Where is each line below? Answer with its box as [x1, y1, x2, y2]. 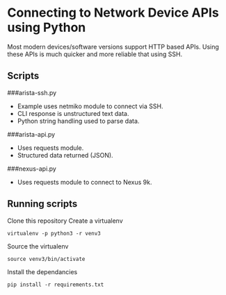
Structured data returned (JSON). [17, 151, 113, 159]
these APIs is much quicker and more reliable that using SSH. [7, 50, 183, 58]
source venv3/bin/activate [7, 255, 86, 262]
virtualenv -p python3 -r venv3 [7, 230, 101, 237]
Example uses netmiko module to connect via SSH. [17, 102, 163, 110]
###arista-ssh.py [7, 88, 57, 96]
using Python [7, 19, 86, 35]
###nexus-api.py [7, 165, 57, 173]
